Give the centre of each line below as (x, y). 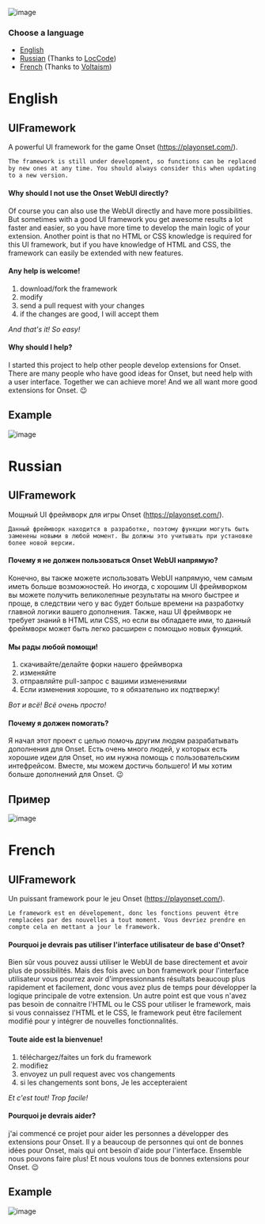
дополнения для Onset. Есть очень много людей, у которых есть (118, 749)
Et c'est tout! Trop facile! (48, 1097)
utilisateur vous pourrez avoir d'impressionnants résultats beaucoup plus (127, 979)
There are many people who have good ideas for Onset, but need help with (131, 373)
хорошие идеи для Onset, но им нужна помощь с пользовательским (124, 758)
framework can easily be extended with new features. (96, 253)
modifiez (34, 1065)
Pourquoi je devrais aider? (52, 1116)
